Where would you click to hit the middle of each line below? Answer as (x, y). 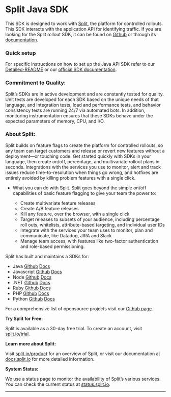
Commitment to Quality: (36, 83)
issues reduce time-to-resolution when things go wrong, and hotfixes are (82, 172)
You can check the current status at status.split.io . (58, 384)
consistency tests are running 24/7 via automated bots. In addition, (75, 110)
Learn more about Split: (31, 343)
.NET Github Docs (32, 282)
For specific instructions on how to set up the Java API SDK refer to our (80, 64)
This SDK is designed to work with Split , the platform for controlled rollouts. (84, 23)
